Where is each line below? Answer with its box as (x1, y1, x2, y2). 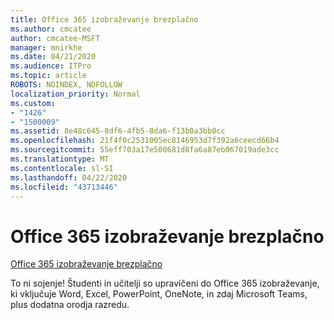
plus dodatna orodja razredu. (10, 299, 130, 311)
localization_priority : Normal (10, 89, 141, 99)
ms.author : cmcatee (10, 24, 92, 34)
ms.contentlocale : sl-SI (10, 163, 114, 173)
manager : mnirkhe (10, 42, 83, 53)
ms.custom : (10, 98, 56, 108)
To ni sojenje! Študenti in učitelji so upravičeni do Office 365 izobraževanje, (10, 277, 320, 290)
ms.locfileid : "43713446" (10, 182, 118, 192)
